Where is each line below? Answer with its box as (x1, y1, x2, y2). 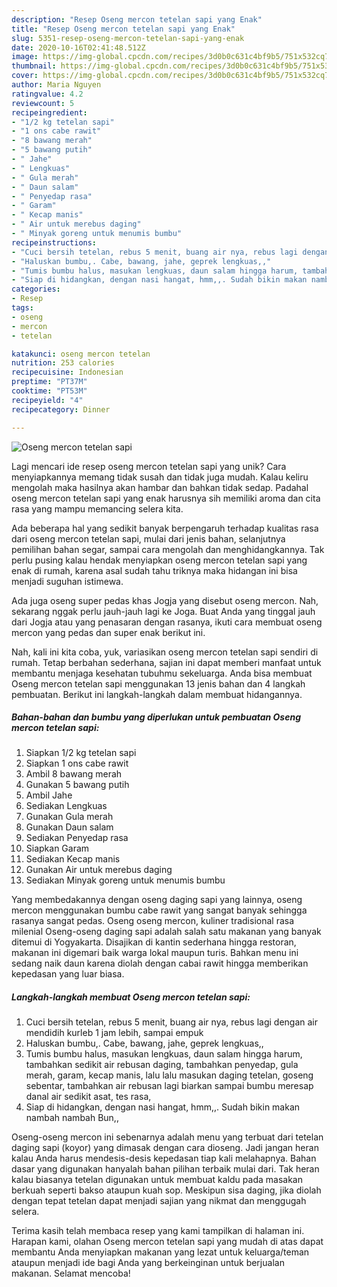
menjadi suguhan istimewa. (11, 575, 124, 587)
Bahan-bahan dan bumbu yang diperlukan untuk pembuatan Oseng (11, 711, 302, 723)
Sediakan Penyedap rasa (25, 832, 129, 844)
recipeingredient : (11, 107, 88, 118)
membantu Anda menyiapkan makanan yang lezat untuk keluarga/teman (11, 1246, 310, 1258)
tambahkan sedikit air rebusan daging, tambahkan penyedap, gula (25, 1059, 299, 1071)
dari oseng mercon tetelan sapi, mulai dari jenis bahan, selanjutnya (11, 532, 286, 545)
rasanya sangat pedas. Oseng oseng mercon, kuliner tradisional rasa (11, 915, 295, 927)
